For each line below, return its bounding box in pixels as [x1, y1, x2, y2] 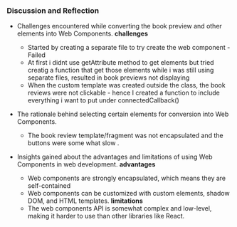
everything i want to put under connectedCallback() [27, 96, 179, 105]
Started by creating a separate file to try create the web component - [27, 43, 231, 52]
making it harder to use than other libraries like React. [27, 212, 185, 221]
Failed [27, 51, 46, 59]
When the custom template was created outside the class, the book [27, 81, 226, 90]
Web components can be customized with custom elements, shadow [27, 189, 230, 198]
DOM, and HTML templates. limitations [27, 196, 143, 205]
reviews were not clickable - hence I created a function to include [27, 88, 220, 97]
